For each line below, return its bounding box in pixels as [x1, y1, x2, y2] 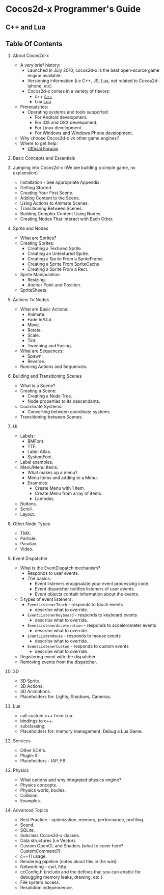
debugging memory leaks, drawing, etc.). [20, 874, 104, 880]
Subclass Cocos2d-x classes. [20, 833, 81, 839]
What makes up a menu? [27, 470, 78, 475]
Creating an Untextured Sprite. [27, 251, 90, 256]
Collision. [20, 792, 39, 799]
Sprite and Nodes [12, 225, 49, 231]
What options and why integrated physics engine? [20, 777, 122, 783]
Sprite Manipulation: [20, 272, 61, 278]
